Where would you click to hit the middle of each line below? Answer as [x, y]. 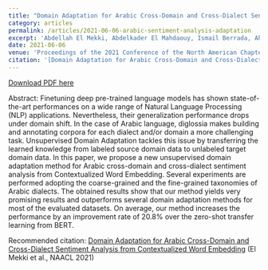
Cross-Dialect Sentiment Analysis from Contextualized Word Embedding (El [132, 248]
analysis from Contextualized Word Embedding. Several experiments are [127, 174]
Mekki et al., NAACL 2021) [51, 257]
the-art [20, 106]
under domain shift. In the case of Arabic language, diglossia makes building [134, 123]
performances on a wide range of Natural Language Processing [138, 106]
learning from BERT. [41, 225]
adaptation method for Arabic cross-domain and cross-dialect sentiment [127, 166]
